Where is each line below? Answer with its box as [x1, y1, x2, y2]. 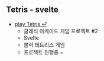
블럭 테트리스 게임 [23, 41, 65, 48]
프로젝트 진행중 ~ [23, 49, 64, 56]
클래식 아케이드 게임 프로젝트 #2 [23, 27, 99, 34]
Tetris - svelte [6, 5, 58, 15]
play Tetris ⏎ [14, 20, 47, 27]
